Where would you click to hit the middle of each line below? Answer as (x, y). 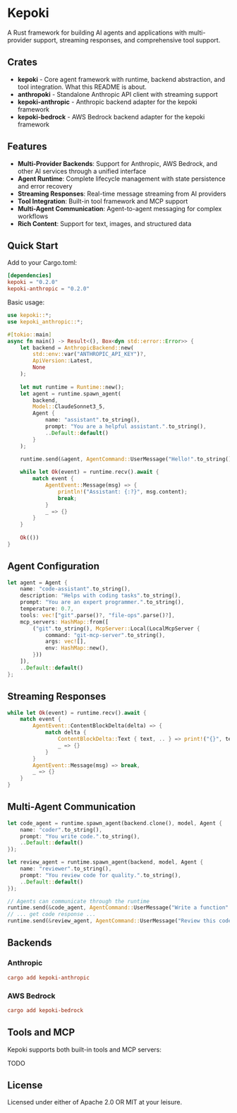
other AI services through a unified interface (82, 171)
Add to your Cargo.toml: (42, 263)
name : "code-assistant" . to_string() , (75, 589)
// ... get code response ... (52, 915)
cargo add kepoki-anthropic (49, 977)
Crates (22, 63)
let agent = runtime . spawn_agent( (71, 393)
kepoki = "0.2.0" (33, 282)
